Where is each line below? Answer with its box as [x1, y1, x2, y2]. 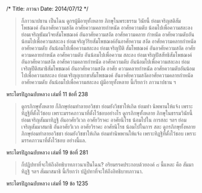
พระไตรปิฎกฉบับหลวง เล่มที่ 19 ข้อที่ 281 [6, 149, 89, 156]
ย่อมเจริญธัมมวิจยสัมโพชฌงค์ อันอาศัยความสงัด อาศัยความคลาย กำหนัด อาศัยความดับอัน [21, 31, 195, 38]
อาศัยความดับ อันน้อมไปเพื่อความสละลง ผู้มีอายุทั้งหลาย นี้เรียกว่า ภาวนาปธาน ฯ [21, 79, 176, 85]
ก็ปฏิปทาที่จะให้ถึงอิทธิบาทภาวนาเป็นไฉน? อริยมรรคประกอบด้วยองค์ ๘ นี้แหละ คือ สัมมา [21, 161, 194, 168]
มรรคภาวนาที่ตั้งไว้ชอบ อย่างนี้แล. [21, 137, 87, 144]
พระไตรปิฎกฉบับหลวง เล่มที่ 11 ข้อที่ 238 [6, 91, 89, 97]
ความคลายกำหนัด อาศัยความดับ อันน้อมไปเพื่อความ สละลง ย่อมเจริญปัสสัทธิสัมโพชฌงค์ [21, 51, 192, 58]
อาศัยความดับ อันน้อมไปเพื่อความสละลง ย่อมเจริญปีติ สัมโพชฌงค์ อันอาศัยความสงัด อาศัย [21, 45, 196, 51]
